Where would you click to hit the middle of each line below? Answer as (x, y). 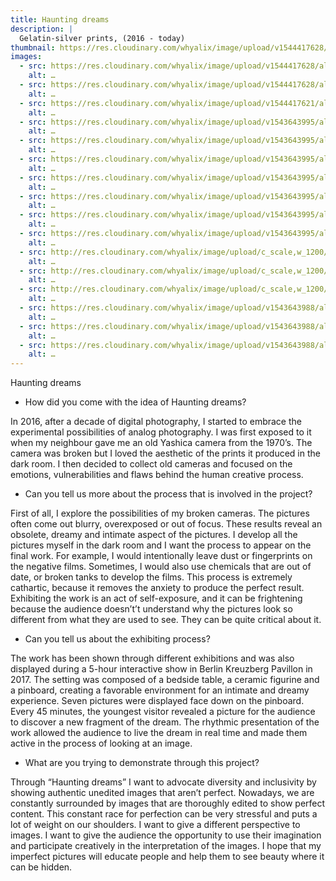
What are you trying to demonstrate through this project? (142, 763)
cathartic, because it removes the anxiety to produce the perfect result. (157, 588)
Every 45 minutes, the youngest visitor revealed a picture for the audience (163, 712)
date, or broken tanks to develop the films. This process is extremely (151, 577)
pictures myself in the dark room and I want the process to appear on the (161, 545)
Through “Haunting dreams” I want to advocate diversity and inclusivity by (163, 782)
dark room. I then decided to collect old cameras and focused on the (151, 464)
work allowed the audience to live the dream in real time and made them (159, 733)
